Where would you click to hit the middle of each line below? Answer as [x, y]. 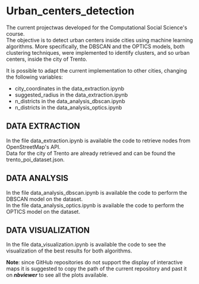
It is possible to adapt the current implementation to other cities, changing [97, 70]
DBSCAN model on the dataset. [45, 199]
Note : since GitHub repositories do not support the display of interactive [94, 263]
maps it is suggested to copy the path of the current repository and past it [97, 269]
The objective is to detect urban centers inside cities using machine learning [99, 40]
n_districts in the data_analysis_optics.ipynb [68, 107]
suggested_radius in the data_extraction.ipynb [71, 95]
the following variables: [35, 77]
